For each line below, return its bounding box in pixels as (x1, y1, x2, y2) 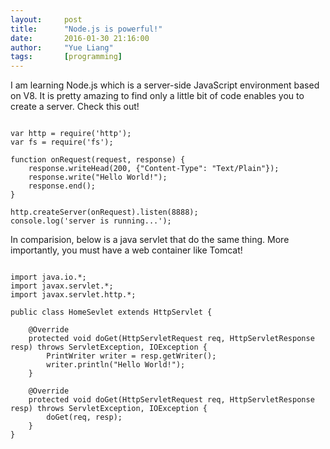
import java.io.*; (10, 272, 87, 283)
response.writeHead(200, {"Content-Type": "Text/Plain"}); (28, 164, 280, 174)
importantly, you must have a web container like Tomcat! (10, 244, 243, 256)
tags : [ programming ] (10, 52, 123, 62)
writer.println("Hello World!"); (46, 360, 186, 370)
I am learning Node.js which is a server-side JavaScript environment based (10, 79, 320, 91)
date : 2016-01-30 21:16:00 (10, 33, 150, 43)
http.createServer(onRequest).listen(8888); (10, 207, 199, 218)
